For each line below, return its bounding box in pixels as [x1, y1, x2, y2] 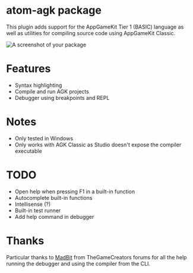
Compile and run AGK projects [14, 87, 89, 95]
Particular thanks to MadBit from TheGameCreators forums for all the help [6, 253, 187, 261]
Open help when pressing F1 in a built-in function [14, 188, 135, 195]
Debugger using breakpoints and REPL [14, 94, 110, 101]
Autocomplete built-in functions [14, 194, 93, 201]
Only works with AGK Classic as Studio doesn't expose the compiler [14, 141, 182, 148]
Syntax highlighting [14, 81, 62, 89]
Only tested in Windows [14, 134, 73, 142]
